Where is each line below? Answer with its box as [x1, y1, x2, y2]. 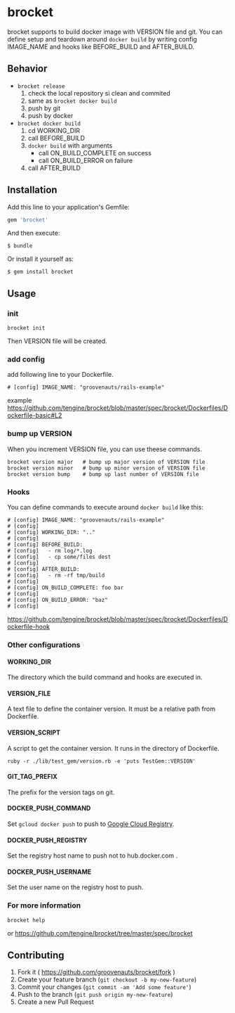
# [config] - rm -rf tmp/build [7, 572, 105, 579]
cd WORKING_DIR [27, 126, 81, 134]
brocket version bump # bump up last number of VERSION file [7, 470, 199, 478]
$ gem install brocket [7, 269, 74, 276]
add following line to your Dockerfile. [7, 370, 114, 379]
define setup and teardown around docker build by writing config [7, 34, 198, 43]
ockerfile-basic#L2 [7, 411, 62, 420]
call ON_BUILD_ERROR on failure [38, 156, 133, 164]
